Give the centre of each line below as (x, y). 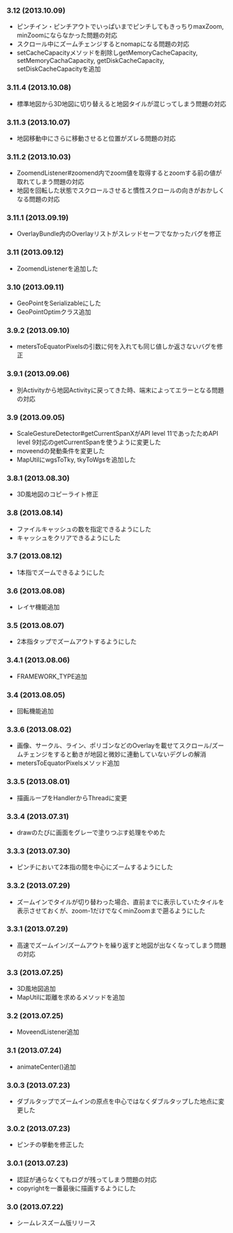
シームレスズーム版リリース (56, 1223)
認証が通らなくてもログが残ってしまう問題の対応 (87, 1179)
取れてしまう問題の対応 (50, 182)
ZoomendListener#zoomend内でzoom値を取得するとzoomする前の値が (119, 173)
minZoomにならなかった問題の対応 (67, 35)
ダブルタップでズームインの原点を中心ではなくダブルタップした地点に (118, 1102)
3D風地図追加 (36, 989)
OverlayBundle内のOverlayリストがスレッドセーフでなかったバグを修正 (119, 234)
